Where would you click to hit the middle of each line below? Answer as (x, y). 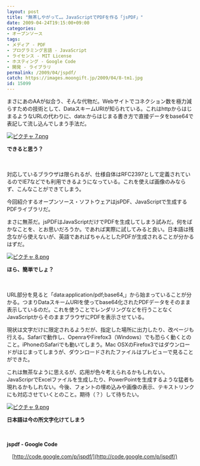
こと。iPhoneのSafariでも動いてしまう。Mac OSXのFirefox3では (85, 345)
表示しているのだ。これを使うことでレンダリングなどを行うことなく (90, 309)
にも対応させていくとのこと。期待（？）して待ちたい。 (74, 394)
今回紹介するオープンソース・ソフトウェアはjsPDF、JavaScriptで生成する (97, 202)
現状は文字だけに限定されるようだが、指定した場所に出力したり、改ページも (100, 330)
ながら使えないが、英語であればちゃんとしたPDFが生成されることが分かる (103, 237)
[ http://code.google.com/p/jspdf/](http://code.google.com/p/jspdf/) (95, 456)
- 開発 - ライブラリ (29, 67)
